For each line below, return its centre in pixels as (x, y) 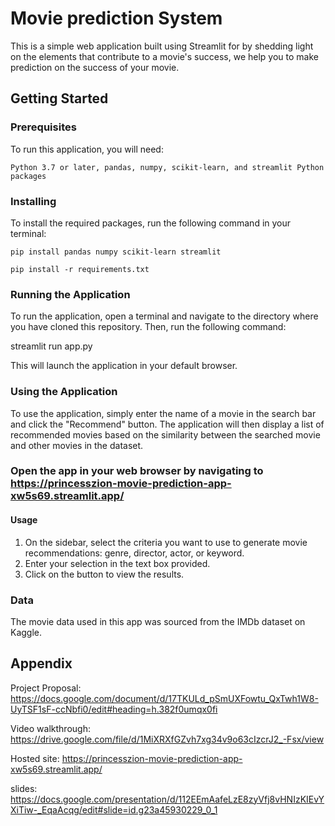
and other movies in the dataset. (77, 445)
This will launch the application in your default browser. (124, 366)
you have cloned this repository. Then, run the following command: (148, 327)
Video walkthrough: (50, 728)
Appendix (41, 663)
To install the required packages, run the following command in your (151, 223)
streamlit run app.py (51, 346)
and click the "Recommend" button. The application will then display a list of (167, 424)
